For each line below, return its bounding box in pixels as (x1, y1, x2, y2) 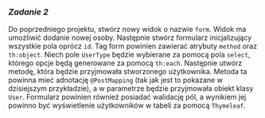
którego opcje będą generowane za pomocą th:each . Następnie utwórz (8, 58, 243, 68)
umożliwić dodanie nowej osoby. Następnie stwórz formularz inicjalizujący (8, 33, 252, 42)
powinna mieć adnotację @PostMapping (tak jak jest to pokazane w (8, 75, 223, 85)
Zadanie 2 (8, 6, 49, 18)
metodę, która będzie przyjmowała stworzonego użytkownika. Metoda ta (8, 67, 247, 77)
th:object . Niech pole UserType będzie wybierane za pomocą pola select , (8, 50, 251, 60)
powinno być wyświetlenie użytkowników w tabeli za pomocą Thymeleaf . (8, 100, 247, 110)
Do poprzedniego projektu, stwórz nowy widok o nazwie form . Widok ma (8, 25, 247, 34)
